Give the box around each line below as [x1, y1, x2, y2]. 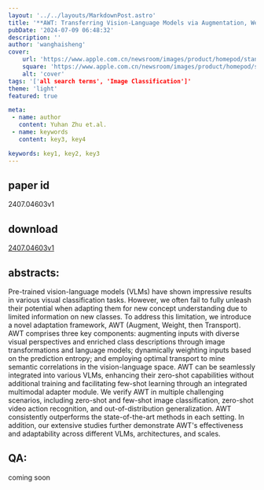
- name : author [11, 113, 61, 122]
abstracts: [8, 266, 60, 279]
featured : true [8, 92, 58, 100]
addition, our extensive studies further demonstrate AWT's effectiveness [8, 420, 244, 429]
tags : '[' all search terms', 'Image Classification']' [8, 77, 192, 85]
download [8, 222, 58, 236]
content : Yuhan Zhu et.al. [18, 121, 108, 129]
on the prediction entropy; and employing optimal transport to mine [8, 353, 225, 363]
